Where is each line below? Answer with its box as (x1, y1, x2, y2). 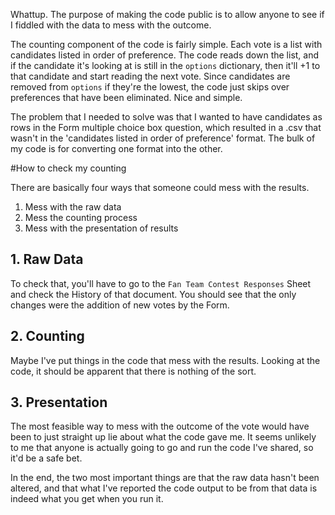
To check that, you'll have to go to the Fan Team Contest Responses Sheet (10, 277, 312, 289)
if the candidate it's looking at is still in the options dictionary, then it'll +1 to (10, 60, 321, 71)
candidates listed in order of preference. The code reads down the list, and (10, 49, 320, 61)
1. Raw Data (10, 251, 84, 268)
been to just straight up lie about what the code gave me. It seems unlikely (10, 431, 317, 443)
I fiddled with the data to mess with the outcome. (10, 19, 212, 31)
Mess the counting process (24, 212, 138, 223)
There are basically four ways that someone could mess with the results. (10, 182, 310, 193)
